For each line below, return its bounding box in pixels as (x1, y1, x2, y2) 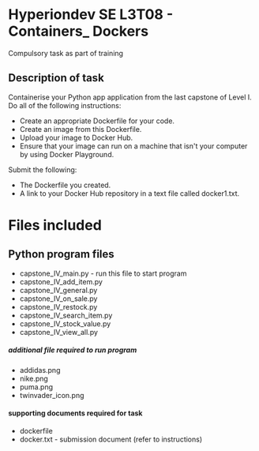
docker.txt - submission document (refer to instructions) (19, 434, 203, 444)
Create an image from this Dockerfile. (19, 124, 142, 133)
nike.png (19, 374, 49, 383)
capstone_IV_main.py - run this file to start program (19, 269, 187, 278)
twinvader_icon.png (19, 390, 84, 400)
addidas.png (19, 365, 61, 374)
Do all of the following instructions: (8, 100, 122, 110)
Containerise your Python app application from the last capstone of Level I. (8, 92, 253, 102)
